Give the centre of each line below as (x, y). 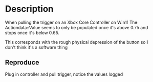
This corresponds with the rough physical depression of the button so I (76, 42)
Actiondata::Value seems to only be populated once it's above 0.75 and (76, 27)
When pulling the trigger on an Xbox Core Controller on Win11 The (71, 22)
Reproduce (22, 62)
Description (29, 9)
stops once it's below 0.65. (32, 33)
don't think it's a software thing (36, 47)
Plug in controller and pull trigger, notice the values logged (64, 74)
